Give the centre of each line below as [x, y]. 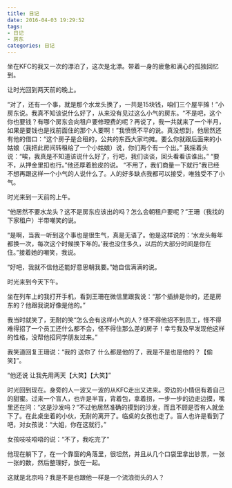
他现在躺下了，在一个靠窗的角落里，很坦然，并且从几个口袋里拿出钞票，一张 [116, 454]
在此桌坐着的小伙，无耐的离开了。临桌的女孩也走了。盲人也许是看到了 [125, 416]
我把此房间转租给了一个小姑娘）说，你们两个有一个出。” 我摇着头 [117, 147]
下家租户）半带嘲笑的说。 [43, 220]
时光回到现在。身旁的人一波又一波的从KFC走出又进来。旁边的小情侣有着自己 [116, 390]
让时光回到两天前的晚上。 [43, 90]
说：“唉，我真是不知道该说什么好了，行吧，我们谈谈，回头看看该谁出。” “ [110, 156]
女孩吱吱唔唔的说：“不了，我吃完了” [58, 439]
